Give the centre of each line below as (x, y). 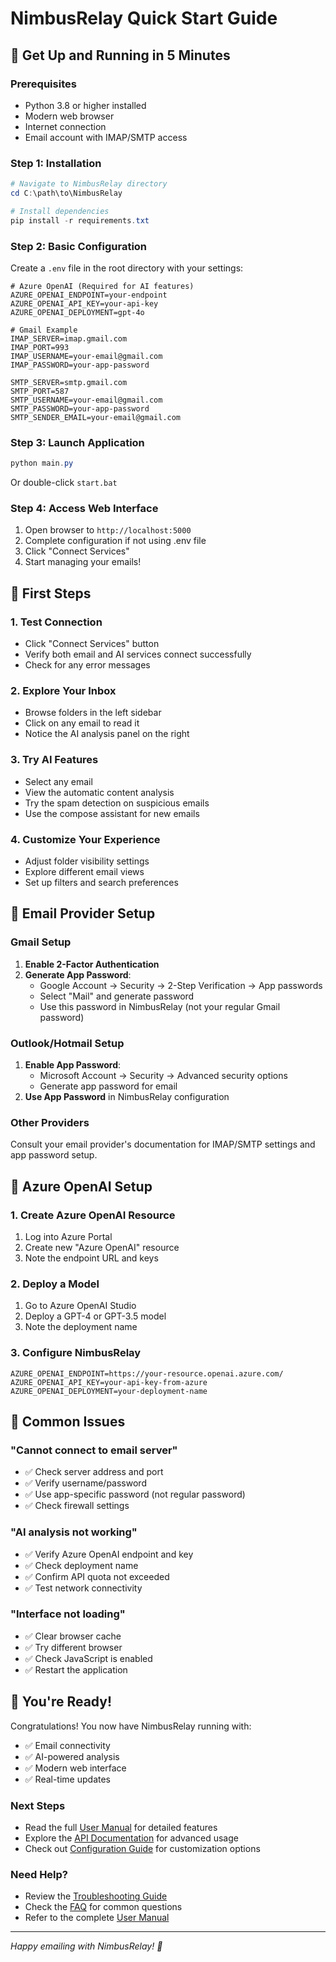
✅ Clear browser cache (73, 1636)
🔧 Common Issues (68, 1421)
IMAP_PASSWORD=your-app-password (80, 365)
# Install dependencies (60, 211)
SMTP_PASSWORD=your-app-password (80, 408)
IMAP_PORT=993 (40, 347)
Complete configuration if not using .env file (115, 541)
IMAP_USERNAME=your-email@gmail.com (86, 356)
